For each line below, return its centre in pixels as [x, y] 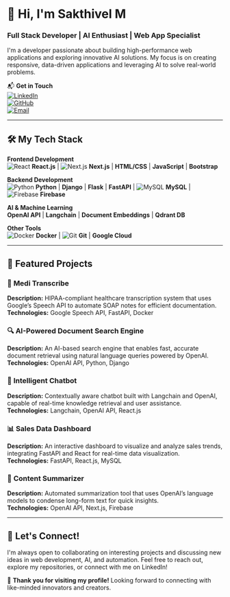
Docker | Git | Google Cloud [84, 235]
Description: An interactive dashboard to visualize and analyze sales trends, [115, 446]
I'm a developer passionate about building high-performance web [100, 50]
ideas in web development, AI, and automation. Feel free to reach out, [105, 559]
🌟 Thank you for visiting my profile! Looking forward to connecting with [109, 580]
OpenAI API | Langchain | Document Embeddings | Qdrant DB [96, 215]
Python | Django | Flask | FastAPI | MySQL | [113, 187]
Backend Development [40, 180]
